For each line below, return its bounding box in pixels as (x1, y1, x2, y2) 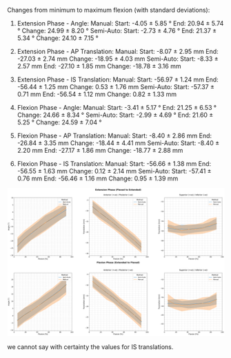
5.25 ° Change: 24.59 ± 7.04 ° (17, 118, 102, 126)
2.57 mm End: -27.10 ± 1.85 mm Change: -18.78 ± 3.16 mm (17, 62, 181, 70)
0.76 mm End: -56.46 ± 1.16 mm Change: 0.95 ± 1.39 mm (17, 174, 179, 182)
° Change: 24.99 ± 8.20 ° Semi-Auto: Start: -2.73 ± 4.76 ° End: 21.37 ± (17, 27, 217, 35)
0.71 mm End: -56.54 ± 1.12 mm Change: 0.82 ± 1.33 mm (17, 90, 177, 98)
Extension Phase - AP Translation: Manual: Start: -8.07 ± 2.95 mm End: (17, 48, 219, 55)
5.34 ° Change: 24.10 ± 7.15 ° (17, 34, 99, 42)
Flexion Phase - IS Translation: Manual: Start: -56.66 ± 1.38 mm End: (17, 160, 212, 168)
